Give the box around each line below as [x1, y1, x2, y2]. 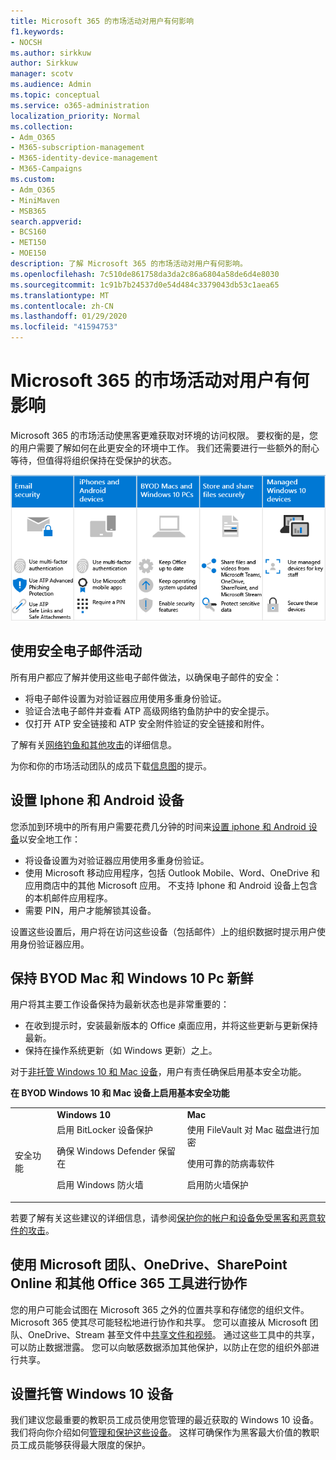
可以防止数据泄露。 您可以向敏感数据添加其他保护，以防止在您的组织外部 [10, 1341, 311, 1353]
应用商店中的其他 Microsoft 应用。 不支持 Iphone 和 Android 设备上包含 [24, 879, 318, 891]
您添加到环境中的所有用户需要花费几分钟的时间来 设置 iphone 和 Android [10, 820, 307, 832]
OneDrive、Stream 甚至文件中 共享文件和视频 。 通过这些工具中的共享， [27, 1328, 320, 1340]
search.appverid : [10, 216, 83, 227]
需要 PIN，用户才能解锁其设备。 [24, 904, 157, 916]
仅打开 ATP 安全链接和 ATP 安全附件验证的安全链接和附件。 [24, 717, 270, 729]
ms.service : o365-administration [10, 100, 150, 110]
